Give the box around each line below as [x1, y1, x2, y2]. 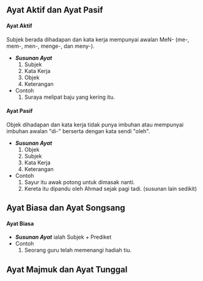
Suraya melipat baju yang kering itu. [24, 93, 115, 101]
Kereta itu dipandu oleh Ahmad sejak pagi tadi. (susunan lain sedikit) [24, 185, 197, 192]
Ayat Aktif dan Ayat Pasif [6, 5, 103, 15]
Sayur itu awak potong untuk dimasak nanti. [24, 178, 135, 186]
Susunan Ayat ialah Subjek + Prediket [15, 233, 112, 241]
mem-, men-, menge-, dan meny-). [6, 42, 95, 50]
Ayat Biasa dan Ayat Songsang [6, 202, 125, 214]
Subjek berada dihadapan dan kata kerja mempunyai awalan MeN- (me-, [6, 36, 190, 43]
